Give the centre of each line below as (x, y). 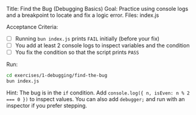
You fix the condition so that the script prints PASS (77, 52)
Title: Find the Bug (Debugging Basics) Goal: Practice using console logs (97, 9)
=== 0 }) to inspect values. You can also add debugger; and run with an (96, 99)
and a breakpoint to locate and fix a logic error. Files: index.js (83, 15)
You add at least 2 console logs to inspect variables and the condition (102, 45)
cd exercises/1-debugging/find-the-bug (57, 76)
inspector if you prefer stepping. (47, 105)
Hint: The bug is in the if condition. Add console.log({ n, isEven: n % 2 (98, 93)
